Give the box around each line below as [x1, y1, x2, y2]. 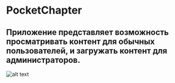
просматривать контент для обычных [6, 36, 155, 46]
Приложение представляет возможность [6, 27, 169, 37]
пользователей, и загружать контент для [6, 46, 167, 56]
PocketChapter [6, 4, 82, 17]
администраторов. [6, 55, 81, 65]
